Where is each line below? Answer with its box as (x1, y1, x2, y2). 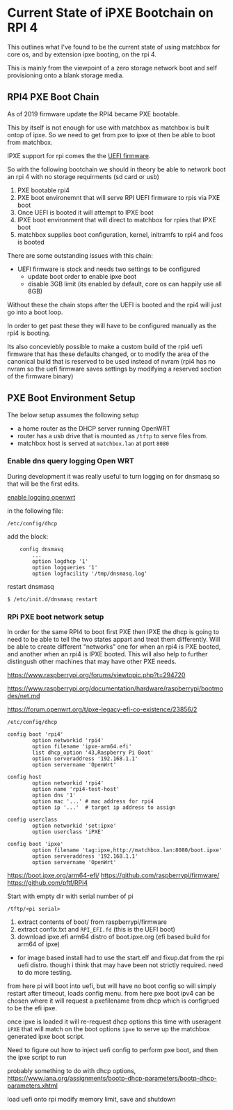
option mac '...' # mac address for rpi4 (32, 798, 154, 805)
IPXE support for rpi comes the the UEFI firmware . (7, 151, 151, 160)
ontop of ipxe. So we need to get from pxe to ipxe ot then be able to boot (7, 130, 216, 139)
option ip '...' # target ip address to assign (32, 804, 176, 811)
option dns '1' (32, 792, 77, 799)
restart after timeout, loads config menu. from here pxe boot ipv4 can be (7, 989, 215, 998)
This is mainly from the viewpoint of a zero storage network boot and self (7, 63, 218, 72)
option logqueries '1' (32, 564, 98, 571)
